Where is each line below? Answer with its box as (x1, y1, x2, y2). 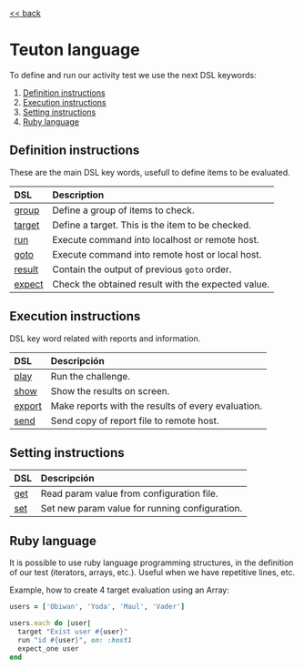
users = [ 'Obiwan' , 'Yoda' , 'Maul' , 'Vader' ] (9, 603, 185, 612)
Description (52, 188, 105, 201)
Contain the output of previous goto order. (52, 263, 232, 276)
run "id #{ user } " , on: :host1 (17, 635, 132, 644)
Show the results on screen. (50, 384, 170, 397)
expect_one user (17, 644, 79, 654)
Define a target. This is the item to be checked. (52, 218, 252, 231)
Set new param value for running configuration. (40, 502, 243, 515)
